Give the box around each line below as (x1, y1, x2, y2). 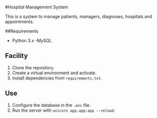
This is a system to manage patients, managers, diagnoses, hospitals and (5, 14, 153, 19)
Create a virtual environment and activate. (12, 70, 97, 76)
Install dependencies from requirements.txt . (12, 75, 102, 81)
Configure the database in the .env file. (12, 102, 91, 108)
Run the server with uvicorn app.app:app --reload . (12, 107, 116, 113)
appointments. (5, 19, 34, 24)
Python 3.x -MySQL (12, 38, 52, 43)
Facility (5, 52, 28, 60)
